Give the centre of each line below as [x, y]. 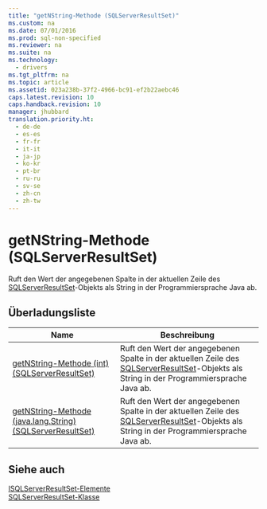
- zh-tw [28, 201]
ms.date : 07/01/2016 [43, 30]
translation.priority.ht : [51, 119]
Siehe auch [37, 470]
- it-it [28, 149]
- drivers [31, 68]
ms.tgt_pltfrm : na [39, 75]
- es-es [28, 134]
